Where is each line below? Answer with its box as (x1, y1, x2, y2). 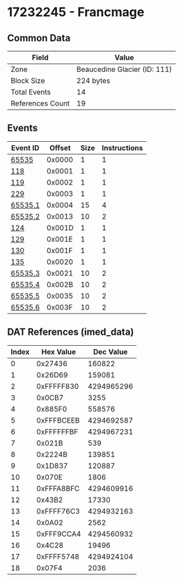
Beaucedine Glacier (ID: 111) (76, 64, 173, 74)
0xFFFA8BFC (36, 483, 80, 493)
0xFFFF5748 (36, 551, 80, 561)
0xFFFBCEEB (36, 415, 80, 425)
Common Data (7, 32, 71, 44)
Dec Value (93, 347, 128, 356)
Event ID (10, 143, 40, 152)
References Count (10, 99, 70, 108)
